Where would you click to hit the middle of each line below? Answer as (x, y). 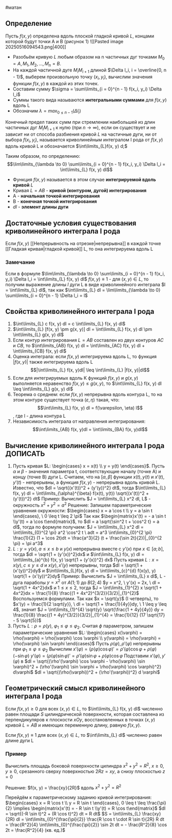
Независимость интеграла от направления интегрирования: (79, 421)
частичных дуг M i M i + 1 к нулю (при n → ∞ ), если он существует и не (81, 128)
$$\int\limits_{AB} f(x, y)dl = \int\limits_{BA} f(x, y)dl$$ (90, 430)
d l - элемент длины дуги (41, 207)
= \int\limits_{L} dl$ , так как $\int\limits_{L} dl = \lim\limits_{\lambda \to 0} (83, 290)
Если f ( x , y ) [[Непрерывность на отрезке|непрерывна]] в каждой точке (83, 244)
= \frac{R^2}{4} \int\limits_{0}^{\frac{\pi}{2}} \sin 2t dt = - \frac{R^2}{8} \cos (86, 825)
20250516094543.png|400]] (36, 47)
